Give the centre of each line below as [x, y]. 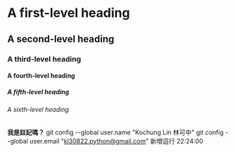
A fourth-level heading [41, 76]
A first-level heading [69, 13]
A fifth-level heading [38, 91]
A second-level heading [61, 39]
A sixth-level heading [38, 110]
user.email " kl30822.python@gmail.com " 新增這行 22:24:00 [116, 141]
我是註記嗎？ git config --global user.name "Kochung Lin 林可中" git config [115, 132]
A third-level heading [44, 59]
